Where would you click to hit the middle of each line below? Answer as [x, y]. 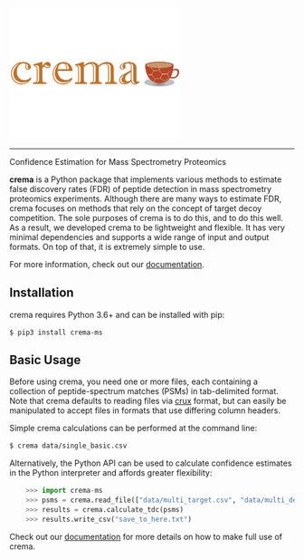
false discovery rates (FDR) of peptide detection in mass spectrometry [141, 188]
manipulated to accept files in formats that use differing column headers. [145, 410]
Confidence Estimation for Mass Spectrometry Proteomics [118, 161]
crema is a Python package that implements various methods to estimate [146, 179]
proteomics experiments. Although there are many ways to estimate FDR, [146, 198]
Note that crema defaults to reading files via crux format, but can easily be [148, 401]
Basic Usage [45, 360]
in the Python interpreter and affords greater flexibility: [111, 473]
